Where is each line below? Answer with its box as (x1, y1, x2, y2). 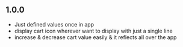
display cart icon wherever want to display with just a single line (14, 27, 173, 34)
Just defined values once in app (14, 20, 95, 28)
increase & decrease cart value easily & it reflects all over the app (14, 33, 177, 41)
